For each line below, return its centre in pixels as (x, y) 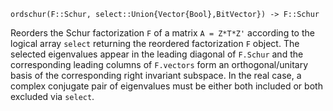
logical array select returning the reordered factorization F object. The (155, 43)
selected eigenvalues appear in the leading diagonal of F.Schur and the (157, 54)
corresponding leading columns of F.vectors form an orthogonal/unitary (159, 64)
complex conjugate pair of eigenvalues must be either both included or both (166, 86)
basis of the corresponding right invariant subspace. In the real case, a (156, 75)
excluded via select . (52, 96)
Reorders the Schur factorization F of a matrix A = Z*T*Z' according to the (162, 33)
